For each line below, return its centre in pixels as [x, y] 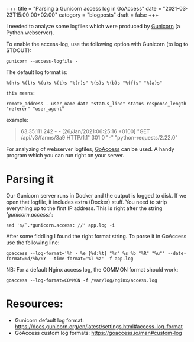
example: [17, 120]
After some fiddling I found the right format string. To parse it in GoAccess [96, 236]
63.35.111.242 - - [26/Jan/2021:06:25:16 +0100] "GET [85, 131]
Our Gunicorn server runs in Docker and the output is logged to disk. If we [96, 195]
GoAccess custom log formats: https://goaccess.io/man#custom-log [98, 333]
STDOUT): [19, 50]
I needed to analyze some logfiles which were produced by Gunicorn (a [93, 26]
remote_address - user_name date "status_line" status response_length [96, 104]
